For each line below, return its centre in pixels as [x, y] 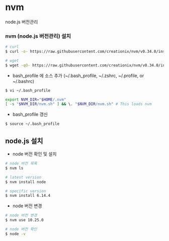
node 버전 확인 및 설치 [34, 154]
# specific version [26, 191]
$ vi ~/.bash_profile [28, 90]
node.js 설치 [24, 141]
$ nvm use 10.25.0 [24, 220]
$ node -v [16, 234]
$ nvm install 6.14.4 [28, 196]
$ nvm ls [14, 168]
